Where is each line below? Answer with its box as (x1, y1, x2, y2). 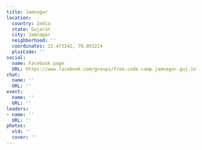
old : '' (12, 129, 32, 135)
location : (6, 15, 32, 21)
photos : (6, 123, 26, 129)
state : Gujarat (12, 26, 51, 32)
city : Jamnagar (12, 32, 51, 38)
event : (6, 89, 23, 95)
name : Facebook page (12, 60, 64, 66)
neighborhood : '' (12, 37, 56, 43)
